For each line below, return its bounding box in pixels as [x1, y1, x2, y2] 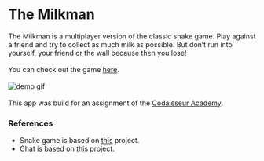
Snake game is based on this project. [19, 136, 140, 145]
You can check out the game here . [8, 64, 119, 74]
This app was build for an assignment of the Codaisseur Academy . [8, 98, 224, 108]
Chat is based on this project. [19, 144, 115, 154]
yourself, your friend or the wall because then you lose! [8, 48, 187, 57]
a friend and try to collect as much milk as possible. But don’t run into [8, 39, 233, 49]
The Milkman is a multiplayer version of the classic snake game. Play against [8, 31, 256, 41]
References [8, 118, 53, 129]
